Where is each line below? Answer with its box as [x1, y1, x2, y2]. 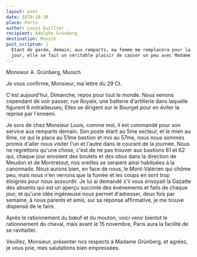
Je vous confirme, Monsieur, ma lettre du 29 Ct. [6, 80, 122, 87]
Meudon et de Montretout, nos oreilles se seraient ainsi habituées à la [6, 159, 175, 166]
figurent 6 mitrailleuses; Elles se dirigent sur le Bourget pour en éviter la [6, 104, 180, 111]
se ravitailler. [6, 226, 37, 233]
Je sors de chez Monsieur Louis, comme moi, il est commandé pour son [6, 121, 181, 128]
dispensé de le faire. [6, 202, 56, 209]
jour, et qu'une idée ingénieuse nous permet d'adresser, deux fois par [6, 190, 175, 197]
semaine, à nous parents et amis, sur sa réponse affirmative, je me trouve [6, 196, 184, 203]
